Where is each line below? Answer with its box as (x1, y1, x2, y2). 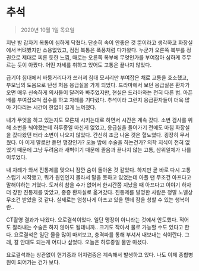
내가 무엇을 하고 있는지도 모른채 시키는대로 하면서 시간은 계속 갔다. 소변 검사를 (6, 116, 187, 123)
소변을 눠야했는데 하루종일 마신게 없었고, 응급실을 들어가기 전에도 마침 (12, 123, 174, 131)
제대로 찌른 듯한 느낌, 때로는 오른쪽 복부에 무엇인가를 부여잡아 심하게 (21, 54, 181, 61)
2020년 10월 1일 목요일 (20, 26, 75, 33)
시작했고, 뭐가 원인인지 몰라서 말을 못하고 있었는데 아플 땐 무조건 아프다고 (21, 173, 192, 180)
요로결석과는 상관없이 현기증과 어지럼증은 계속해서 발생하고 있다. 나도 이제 (6, 251, 178, 258)
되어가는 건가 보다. (17, 258, 61, 266)
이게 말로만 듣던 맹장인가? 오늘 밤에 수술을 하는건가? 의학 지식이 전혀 (24, 138, 184, 146)
